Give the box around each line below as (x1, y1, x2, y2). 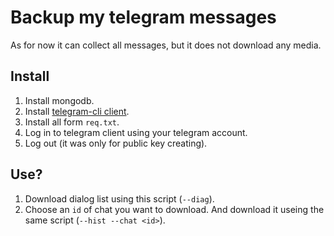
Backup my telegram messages (10, 6, 277, 29)
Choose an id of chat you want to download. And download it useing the (24, 203, 325, 215)
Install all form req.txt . (24, 116, 120, 128)
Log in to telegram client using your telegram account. (24, 126, 248, 138)
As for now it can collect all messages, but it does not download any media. (10, 39, 322, 51)
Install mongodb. (24, 94, 95, 106)
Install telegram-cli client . (24, 105, 130, 117)
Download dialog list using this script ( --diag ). (24, 192, 215, 205)
